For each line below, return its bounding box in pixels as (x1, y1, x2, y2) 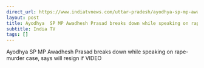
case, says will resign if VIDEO (25, 55, 102, 62)
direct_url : (6, 8, 36, 15)
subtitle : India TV (6, 25, 56, 32)
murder (6, 55, 25, 62)
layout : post (6, 15, 39, 21)
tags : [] (6, 32, 29, 38)
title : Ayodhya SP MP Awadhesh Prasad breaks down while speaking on (6, 20, 189, 26)
